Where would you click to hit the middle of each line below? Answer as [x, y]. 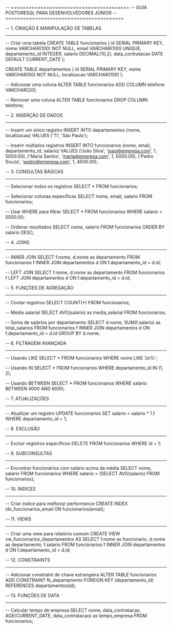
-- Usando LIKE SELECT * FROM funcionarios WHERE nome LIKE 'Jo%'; [81, 358]
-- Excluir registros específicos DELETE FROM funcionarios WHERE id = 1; [83, 443]
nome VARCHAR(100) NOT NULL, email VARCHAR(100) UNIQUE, [73, 48]
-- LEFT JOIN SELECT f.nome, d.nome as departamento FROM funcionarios [85, 272]
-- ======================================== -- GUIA [76, 7]
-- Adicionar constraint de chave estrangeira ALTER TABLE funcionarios [81, 575]
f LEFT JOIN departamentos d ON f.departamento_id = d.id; [68, 278]
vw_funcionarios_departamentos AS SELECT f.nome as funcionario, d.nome [85, 539]
